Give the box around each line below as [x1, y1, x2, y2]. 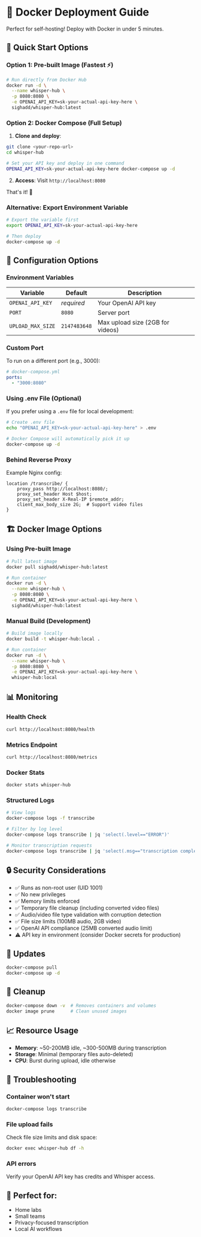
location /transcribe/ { [6, 481, 68, 487]
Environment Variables [6, 273, 74, 281]
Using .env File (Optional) [6, 395, 82, 402]
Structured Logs [6, 796, 55, 804]
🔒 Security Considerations [6, 865, 106, 875]
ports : [6, 374, 23, 381]
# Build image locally [6, 630, 63, 636]
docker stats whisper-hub [6, 782, 71, 788]
